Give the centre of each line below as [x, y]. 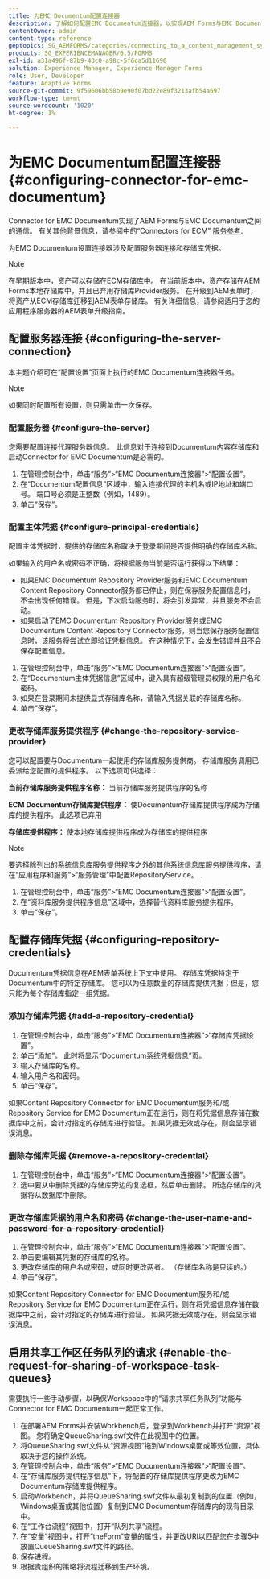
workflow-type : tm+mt [45, 98]
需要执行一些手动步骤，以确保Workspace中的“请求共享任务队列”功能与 [125, 1399]
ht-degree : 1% [32, 114]
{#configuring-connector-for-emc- [129, 180]
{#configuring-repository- [151, 940]
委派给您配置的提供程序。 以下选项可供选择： [83, 770]
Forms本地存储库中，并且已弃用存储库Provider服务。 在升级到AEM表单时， [133, 290]
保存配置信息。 [45, 651]
